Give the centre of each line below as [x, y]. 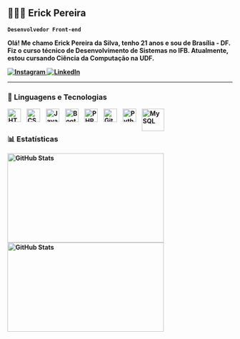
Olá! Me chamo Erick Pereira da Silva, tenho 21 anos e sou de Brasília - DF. [119, 43]
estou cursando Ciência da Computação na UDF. [81, 58]
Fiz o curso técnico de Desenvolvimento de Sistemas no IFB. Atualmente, [118, 50]
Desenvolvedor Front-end [44, 29]
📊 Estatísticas [33, 139]
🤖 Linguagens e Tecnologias [57, 97]
